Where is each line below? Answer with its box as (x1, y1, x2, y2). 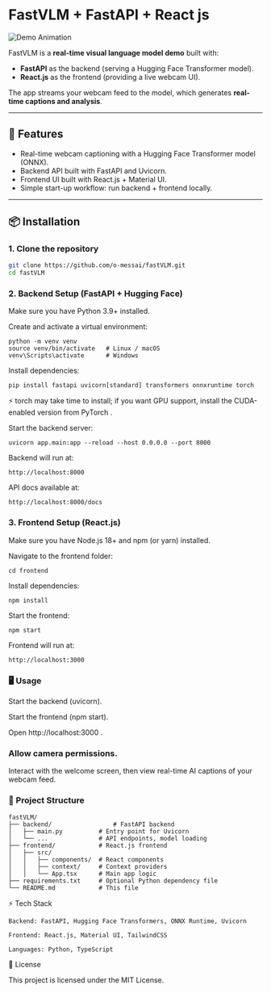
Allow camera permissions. (8, 748, 119, 759)
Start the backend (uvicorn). (8, 696, 102, 707)
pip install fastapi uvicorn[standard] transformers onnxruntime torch (8, 382, 254, 390)
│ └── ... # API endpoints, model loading (8, 834, 207, 842)
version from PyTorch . (36, 407, 113, 417)
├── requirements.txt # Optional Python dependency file (8, 877, 219, 885)
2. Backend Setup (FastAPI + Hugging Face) (8, 288, 183, 299)
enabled (8, 407, 35, 417)
